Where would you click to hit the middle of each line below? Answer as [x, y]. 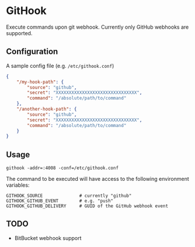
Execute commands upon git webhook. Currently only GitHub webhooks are [97, 27]
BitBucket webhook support [48, 238]
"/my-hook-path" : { [40, 82]
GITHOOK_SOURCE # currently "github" [69, 196]
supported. [19, 33]
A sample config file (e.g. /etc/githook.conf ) [60, 66]
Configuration [32, 52]
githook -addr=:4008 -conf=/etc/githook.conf [62, 168]
